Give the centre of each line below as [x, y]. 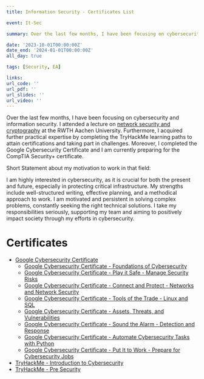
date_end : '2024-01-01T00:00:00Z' [50, 50]
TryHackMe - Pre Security [48, 369]
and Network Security [52, 292]
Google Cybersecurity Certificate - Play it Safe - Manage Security [106, 273]
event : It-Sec [24, 23]
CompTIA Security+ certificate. [45, 156]
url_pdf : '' [21, 89]
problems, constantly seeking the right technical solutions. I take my [92, 206]
